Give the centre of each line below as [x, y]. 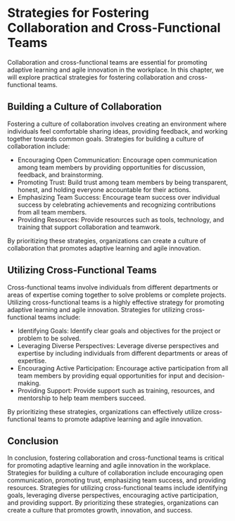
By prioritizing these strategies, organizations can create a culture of [107, 240]
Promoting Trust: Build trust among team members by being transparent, [123, 182]
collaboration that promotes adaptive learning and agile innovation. [104, 248]
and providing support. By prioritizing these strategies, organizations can [113, 503]
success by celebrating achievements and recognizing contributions [116, 205]
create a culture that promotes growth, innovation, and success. [100, 510]
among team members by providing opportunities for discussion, [112, 167]
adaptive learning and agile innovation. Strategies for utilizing [96, 309]
